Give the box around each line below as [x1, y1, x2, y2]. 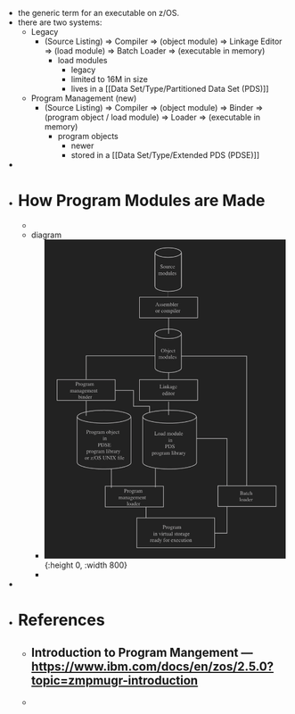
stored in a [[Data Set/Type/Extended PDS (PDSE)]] [70, 150, 260, 160]
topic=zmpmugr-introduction [30, 673, 199, 688]
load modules [57, 55, 108, 65]
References [17, 610, 105, 630]
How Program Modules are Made [17, 191, 266, 211]
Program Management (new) [30, 93, 137, 104]
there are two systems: [17, 17, 102, 28]
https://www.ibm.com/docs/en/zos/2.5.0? [30, 660, 275, 675]
